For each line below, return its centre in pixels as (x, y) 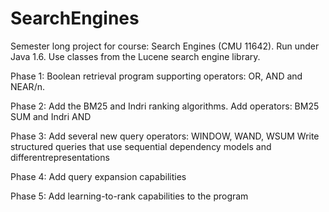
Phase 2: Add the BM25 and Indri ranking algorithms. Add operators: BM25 (165, 106)
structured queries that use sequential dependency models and (141, 146)
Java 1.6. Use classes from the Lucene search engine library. (135, 56)
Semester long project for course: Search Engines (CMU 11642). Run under (165, 46)
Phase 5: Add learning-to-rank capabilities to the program (129, 196)
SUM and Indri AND (51, 116)
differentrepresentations (60, 157)
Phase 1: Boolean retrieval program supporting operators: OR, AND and (156, 76)
